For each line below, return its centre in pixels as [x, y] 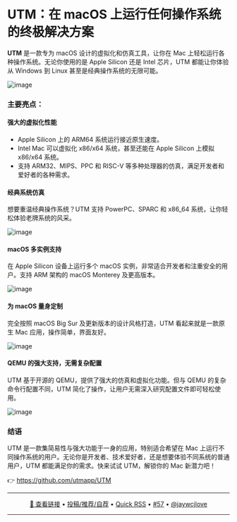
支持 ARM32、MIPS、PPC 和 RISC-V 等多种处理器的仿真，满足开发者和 [121, 166]
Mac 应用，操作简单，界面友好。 [63, 332]
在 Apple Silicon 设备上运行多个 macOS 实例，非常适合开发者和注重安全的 [115, 266]
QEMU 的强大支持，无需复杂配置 [55, 363]
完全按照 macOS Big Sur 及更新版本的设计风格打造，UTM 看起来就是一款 [113, 323]
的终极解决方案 [51, 32]
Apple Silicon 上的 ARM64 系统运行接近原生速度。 [90, 140]
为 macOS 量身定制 [35, 306]
